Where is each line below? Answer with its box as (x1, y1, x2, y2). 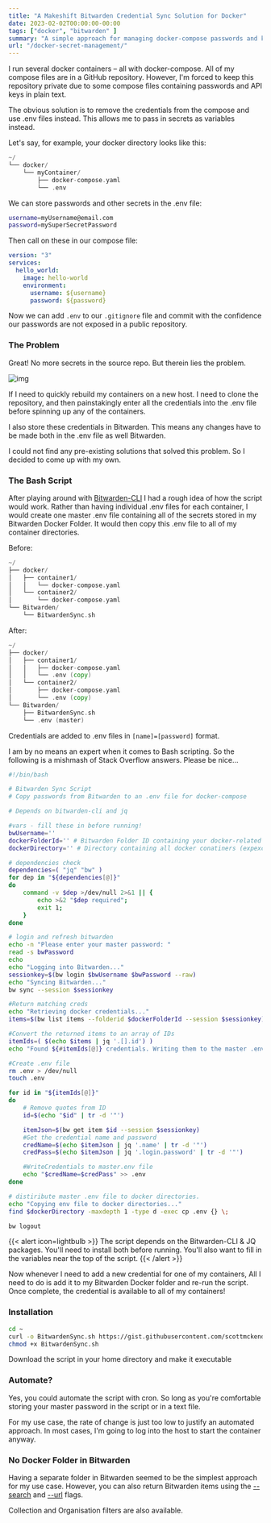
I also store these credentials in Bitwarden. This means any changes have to (8, 422, 261, 431)
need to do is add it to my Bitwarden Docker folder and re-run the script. (8, 1278, 248, 1288)
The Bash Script (8, 475, 73, 486)
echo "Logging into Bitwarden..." (8, 963, 125, 972)
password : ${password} (29, 296, 106, 305)
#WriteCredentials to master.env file (23, 1163, 153, 1171)
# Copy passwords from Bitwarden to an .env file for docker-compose (8, 793, 248, 801)
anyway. (8, 1434, 36, 1444)
